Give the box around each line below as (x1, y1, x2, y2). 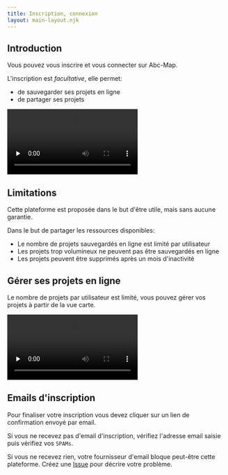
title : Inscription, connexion (7, 10, 98, 17)
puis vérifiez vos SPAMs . (7, 439, 74, 447)
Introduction (7, 42, 63, 54)
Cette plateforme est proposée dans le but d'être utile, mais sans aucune (7, 205, 216, 214)
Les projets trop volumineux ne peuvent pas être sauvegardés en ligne (17, 247, 220, 256)
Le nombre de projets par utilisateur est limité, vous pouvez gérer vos (7, 293, 206, 302)
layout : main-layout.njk (7, 17, 79, 24)
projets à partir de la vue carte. (7, 300, 96, 309)
